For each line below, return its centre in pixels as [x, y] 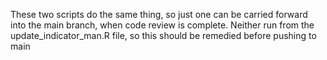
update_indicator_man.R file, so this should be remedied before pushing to [163, 35]
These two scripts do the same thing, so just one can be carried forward [159, 14]
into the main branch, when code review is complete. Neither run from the [162, 25]
